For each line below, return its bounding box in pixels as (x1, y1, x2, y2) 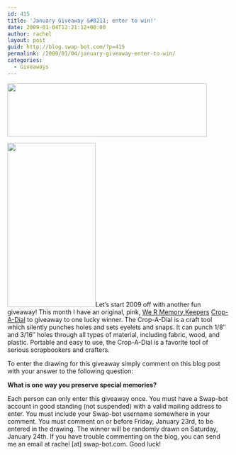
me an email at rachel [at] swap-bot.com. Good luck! (7, 439, 162, 448)
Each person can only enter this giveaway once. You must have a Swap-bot (7, 394, 228, 402)
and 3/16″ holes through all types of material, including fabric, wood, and (7, 330, 220, 338)
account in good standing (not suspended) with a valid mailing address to (7, 402, 222, 410)
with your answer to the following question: (7, 367, 133, 375)
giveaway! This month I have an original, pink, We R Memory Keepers (7, 307, 210, 316)
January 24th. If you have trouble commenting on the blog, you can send (7, 432, 221, 441)
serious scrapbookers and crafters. (7, 346, 110, 354)
